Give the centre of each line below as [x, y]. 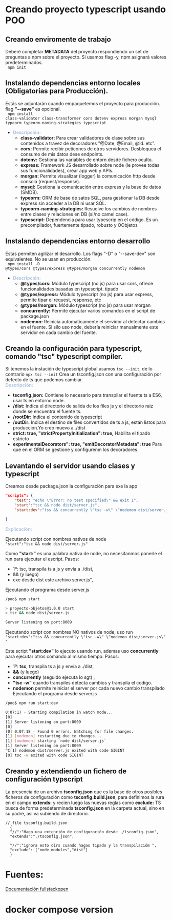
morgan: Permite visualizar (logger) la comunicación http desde [88, 176]
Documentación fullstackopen [37, 889]
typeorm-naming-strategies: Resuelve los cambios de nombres [89, 208]
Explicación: [19, 529]
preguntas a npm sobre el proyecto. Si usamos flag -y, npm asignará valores [86, 57]
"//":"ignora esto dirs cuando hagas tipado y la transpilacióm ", [83, 845]
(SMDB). [29, 192]
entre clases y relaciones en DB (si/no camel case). [74, 214]
